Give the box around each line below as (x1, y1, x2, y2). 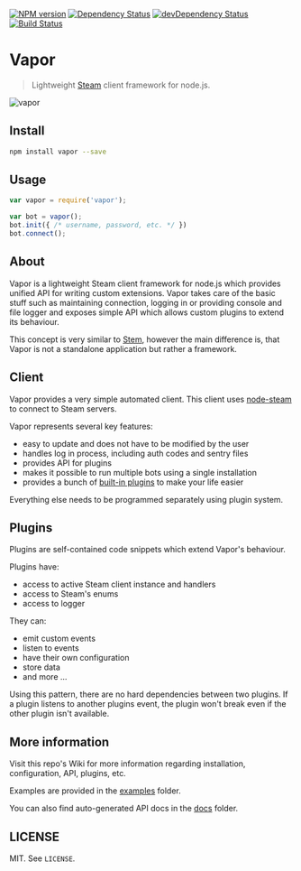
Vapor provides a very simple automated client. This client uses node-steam (9, 394, 293, 404)
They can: (9, 616, 47, 626)
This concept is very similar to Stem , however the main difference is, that (9, 334, 280, 345)
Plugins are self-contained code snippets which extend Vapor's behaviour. (9, 544, 287, 555)
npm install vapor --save (9, 147, 106, 156)
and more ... (22, 672, 68, 682)
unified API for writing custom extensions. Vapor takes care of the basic (9, 287, 277, 298)
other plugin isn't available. (9, 709, 110, 719)
